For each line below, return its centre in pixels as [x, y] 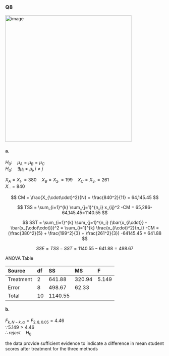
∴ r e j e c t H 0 [18, 333]
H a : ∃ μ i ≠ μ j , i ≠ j [24, 169]
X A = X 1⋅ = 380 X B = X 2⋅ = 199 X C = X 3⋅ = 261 [57, 180]
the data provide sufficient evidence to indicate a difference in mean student [84, 343]
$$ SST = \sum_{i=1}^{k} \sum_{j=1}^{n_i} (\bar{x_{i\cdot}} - [85, 222]
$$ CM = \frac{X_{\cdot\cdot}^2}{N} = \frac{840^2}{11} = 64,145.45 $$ [85, 197]
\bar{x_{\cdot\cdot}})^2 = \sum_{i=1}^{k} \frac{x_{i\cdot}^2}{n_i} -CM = [85, 228]
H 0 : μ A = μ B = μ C [25, 163]
